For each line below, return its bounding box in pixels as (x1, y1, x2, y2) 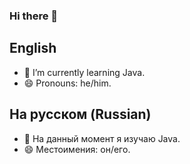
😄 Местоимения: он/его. (23, 143, 131, 155)
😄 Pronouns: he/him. (23, 77, 112, 89)
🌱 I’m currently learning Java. (23, 66, 146, 78)
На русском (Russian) (9, 106, 152, 123)
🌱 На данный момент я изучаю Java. (23, 132, 181, 144)
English (9, 40, 57, 57)
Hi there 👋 (9, 9, 59, 23)
